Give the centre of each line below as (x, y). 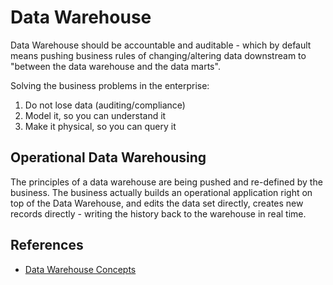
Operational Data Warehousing (108, 157)
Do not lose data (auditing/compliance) (105, 105)
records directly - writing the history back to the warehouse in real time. (158, 213)
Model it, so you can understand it (95, 115)
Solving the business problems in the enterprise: (110, 85)
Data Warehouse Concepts (80, 269)
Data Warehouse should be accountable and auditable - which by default (161, 45)
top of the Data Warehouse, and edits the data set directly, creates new (157, 203)
